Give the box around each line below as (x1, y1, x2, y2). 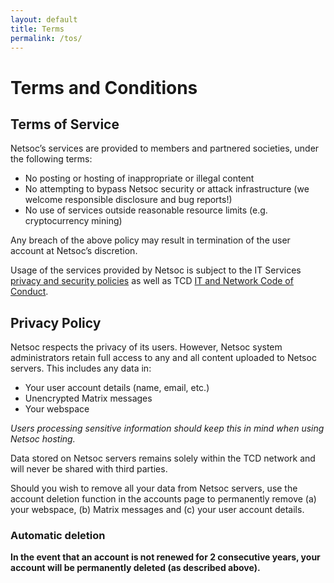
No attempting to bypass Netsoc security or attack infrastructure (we (24, 183, 310, 195)
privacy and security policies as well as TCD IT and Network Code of (10, 275, 294, 287)
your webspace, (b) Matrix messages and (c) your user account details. (10, 504, 305, 516)
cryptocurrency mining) (24, 215, 123, 227)
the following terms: (10, 153, 93, 165)
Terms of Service (10, 116, 120, 133)
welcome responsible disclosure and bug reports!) (24, 194, 233, 206)
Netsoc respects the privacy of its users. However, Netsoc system (10, 341, 283, 353)
